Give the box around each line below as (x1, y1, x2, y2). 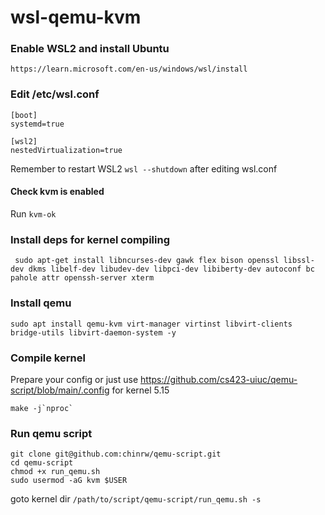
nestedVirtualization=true (10, 145, 123, 155)
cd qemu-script (10, 458, 74, 468)
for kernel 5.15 (111, 384, 170, 396)
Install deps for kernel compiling (10, 232, 170, 246)
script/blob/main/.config (10, 384, 110, 396)
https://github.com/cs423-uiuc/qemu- (140, 373, 298, 385)
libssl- (283, 256, 315, 266)
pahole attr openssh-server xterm (10, 273, 155, 283)
